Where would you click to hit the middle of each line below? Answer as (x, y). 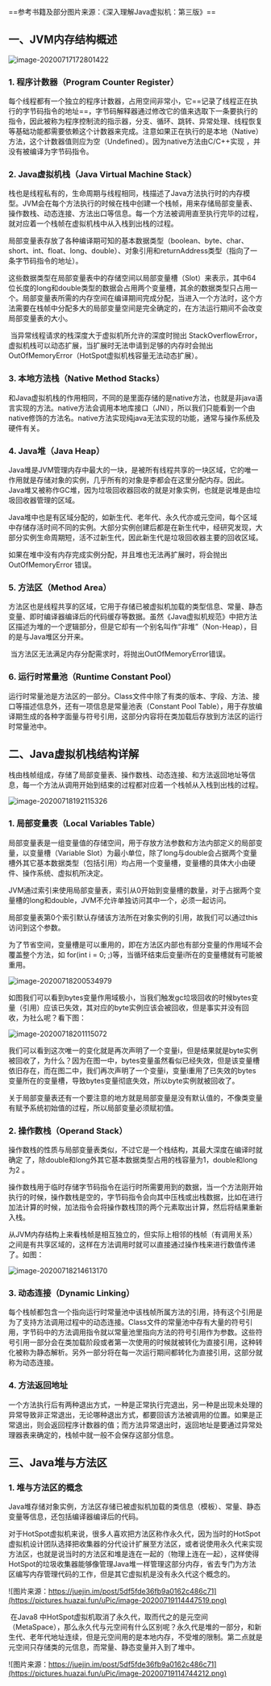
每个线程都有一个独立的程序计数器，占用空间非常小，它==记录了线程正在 (130, 101)
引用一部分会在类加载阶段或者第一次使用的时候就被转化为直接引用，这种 (135, 1343)
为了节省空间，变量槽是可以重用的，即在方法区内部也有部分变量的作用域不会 (135, 944)
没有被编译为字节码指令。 (51, 152)
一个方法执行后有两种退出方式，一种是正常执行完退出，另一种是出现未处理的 (135, 1405)
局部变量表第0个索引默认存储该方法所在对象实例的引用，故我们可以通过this (133, 917)
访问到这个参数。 (37, 927)
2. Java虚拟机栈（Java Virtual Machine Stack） (102, 174)
